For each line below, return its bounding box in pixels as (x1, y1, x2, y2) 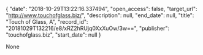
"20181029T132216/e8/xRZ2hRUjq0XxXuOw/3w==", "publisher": (6, 24, 170, 32)
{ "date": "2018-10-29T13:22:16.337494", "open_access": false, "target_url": (6, 5, 197, 12)
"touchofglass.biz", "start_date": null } (6, 31, 102, 38)
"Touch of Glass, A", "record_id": (6, 18, 88, 25)
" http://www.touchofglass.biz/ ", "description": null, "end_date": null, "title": (6, 12, 194, 19)
